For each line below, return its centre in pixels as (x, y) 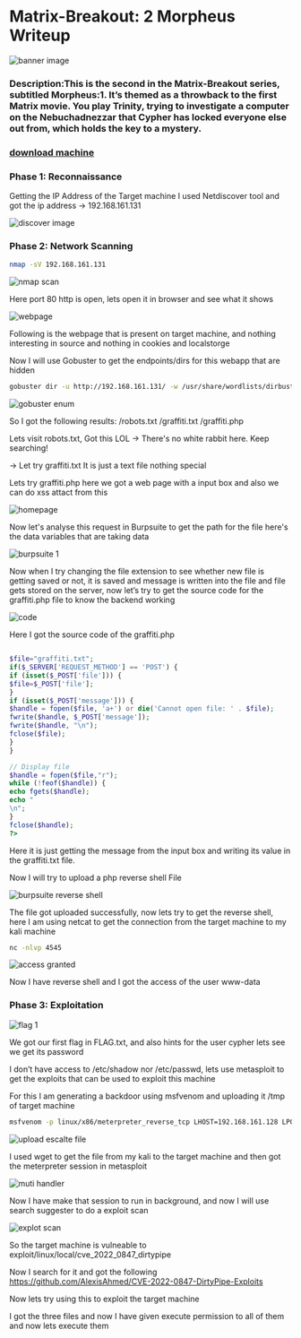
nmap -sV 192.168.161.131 (57, 265)
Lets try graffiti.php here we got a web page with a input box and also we (144, 483)
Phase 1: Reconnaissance (66, 177)
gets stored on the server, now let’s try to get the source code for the (137, 591)
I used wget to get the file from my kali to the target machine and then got (145, 1156)
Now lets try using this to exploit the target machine (104, 1299)
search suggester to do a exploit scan (79, 1210)
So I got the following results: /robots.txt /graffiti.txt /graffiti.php (127, 421)
